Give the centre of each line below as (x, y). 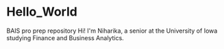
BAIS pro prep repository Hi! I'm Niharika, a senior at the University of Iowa (112, 31)
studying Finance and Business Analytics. (65, 37)
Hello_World (42, 12)
